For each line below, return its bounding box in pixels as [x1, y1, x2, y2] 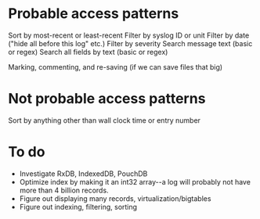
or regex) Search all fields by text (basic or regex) [8, 47, 168, 56]
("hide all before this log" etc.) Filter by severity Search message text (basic [8, 38, 253, 48]
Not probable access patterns [8, 90, 206, 108]
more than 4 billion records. [19, 185, 109, 195]
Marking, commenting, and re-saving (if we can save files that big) [8, 62, 223, 71]
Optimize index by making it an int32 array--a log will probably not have [19, 177, 251, 186]
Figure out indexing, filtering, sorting [19, 202, 138, 211]
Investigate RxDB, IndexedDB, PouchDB [19, 169, 148, 178]
